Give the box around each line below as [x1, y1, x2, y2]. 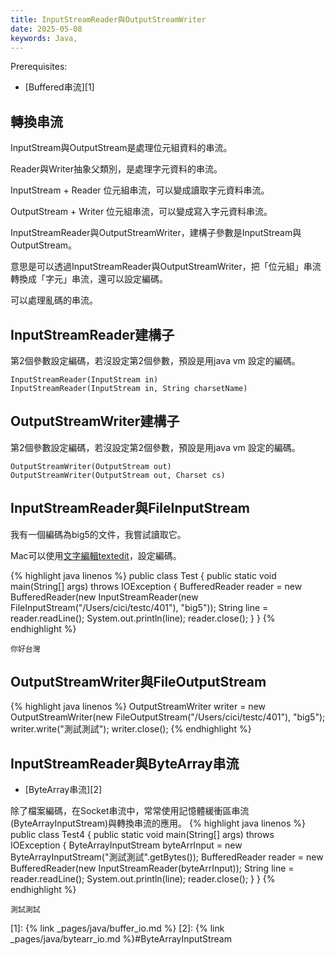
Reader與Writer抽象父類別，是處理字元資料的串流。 [10, 163, 223, 175]
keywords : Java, [10, 33, 78, 43]
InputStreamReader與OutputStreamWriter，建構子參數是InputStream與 [10, 227, 302, 239]
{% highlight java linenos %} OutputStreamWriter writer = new [10, 701, 266, 713]
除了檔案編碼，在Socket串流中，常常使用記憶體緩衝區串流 [10, 805, 250, 817]
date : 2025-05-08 [10, 24, 83, 34]
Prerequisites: [10, 61, 68, 73]
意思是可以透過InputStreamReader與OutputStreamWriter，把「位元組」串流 [10, 261, 322, 273]
